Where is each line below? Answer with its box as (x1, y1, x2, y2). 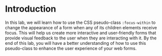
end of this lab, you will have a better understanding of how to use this (5, 40, 146, 46)
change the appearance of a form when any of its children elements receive (5, 24, 157, 30)
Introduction (5, 3, 56, 15)
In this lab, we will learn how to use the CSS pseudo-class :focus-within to (5, 19, 156, 25)
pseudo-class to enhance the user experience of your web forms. (5, 45, 137, 51)
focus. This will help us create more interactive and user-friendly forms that (5, 30, 157, 36)
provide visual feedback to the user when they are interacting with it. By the (5, 35, 157, 41)
